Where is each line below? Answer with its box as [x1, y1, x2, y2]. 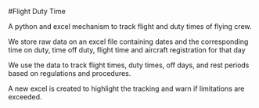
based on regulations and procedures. [8, 69, 131, 77]
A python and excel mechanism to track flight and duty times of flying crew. [8, 22, 252, 31]
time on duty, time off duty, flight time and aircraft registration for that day [8, 45, 246, 54]
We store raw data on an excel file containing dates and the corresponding [8, 37, 249, 46]
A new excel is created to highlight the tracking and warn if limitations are [8, 84, 245, 93]
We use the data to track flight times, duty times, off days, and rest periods [8, 60, 250, 70]
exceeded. [8, 92, 42, 101]
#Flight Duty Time [8, 7, 67, 16]
